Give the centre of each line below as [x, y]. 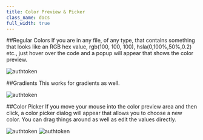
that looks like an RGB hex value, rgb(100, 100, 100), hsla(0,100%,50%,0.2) [99, 47]
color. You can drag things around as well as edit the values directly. [92, 119]
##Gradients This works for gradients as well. [63, 83]
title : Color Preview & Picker [46, 12]
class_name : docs [28, 18]
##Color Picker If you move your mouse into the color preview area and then [102, 107]
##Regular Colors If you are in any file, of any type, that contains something [101, 41]
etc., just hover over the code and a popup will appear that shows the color [100, 53]
